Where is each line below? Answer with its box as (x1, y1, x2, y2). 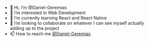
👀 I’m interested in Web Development (9, 10, 86, 16)
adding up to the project (9, 25, 60, 31)
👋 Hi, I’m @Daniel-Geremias (9, 5, 67, 10)
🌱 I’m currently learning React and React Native (9, 15, 107, 20)
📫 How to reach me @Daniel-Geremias (9, 31, 91, 37)
